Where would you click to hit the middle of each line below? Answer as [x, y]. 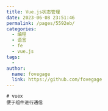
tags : [13, 57]
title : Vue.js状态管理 [33, 12]
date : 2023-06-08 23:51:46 [41, 18]
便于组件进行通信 [25, 103]
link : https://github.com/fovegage [57, 79]
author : [16, 68]
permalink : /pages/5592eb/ [41, 23]
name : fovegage [31, 74]
